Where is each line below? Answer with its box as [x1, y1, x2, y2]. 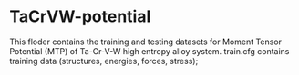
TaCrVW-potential [9, 6, 151, 27]
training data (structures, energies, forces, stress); [9, 55, 199, 66]
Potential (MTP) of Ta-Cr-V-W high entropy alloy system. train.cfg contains [9, 45, 290, 56]
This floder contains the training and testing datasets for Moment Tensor [9, 36, 283, 47]
